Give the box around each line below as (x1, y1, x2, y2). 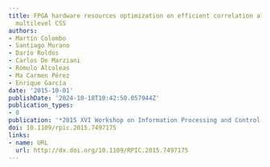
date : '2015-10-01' (8, 86, 74, 95)
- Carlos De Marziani (8, 57, 81, 65)
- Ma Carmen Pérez (8, 71, 70, 79)
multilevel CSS (15, 19, 67, 27)
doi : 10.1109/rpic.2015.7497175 (8, 124, 117, 132)
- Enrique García (8, 79, 67, 87)
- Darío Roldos (8, 49, 59, 57)
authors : (8, 26, 38, 35)
